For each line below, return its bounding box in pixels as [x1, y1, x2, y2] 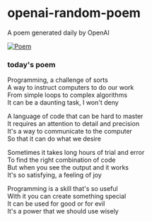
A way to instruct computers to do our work [7, 83, 134, 92]
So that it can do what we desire [7, 134, 101, 143]
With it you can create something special [7, 192, 127, 201]
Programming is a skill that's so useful [7, 185, 118, 193]
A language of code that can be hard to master [7, 112, 144, 121]
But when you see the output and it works [7, 163, 129, 172]
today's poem [7, 59, 56, 69]
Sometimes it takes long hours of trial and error [7, 148, 145, 157]
